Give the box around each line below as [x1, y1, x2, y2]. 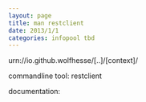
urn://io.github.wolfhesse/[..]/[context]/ [8, 56, 139, 65]
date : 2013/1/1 [8, 26, 59, 34]
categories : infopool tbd [8, 33, 95, 42]
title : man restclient [8, 19, 84, 27]
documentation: [8, 87, 61, 96]
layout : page [8, 11, 52, 20]
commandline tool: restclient [8, 71, 103, 80]
